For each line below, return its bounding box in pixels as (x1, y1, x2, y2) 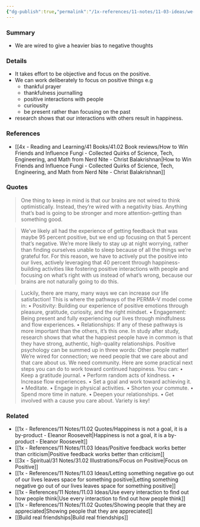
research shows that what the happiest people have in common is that (20, 333, 193, 341)
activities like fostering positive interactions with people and (42, 265, 189, 272)
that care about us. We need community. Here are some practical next (20, 358, 193, 366)
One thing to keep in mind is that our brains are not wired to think (20, 197, 180, 204)
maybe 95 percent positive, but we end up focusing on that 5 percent (20, 233, 191, 241)
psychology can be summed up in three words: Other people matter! (20, 346, 189, 353)
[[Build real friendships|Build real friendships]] (14, 514, 129, 521)
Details (6, 57, 27, 65)
